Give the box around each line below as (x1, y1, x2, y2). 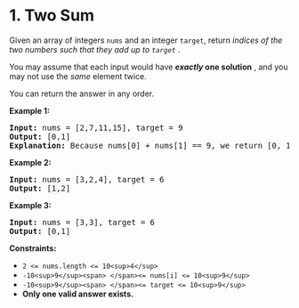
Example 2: (9, 157, 52, 167)
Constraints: (9, 242, 57, 254)
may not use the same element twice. (9, 70, 147, 81)
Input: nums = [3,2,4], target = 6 (9, 174, 165, 184)
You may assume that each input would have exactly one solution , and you (9, 61, 288, 72)
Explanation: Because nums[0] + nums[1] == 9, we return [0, (9, 140, 282, 150)
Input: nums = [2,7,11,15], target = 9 (9, 122, 183, 133)
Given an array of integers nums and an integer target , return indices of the (9, 35, 283, 45)
